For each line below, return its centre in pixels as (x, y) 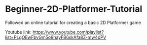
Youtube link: (18, 32)
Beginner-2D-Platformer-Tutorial (74, 9)
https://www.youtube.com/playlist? (68, 32)
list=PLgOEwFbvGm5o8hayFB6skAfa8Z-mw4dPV (56, 37)
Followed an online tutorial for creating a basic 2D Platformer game (73, 22)
